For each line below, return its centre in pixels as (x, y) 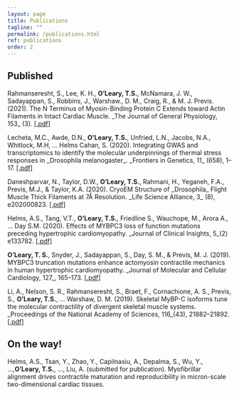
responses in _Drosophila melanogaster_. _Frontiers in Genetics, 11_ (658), (116, 160)
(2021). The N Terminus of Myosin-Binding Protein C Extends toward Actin (116, 108)
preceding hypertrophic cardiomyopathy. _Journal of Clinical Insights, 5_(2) (118, 233)
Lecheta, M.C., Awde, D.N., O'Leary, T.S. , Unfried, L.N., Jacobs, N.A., (109, 137)
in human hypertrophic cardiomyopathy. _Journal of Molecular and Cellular (117, 270)
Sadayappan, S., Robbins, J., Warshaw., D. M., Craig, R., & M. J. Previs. (111, 101)
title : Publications (38, 21)
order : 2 (20, 47)
